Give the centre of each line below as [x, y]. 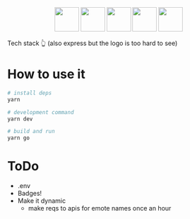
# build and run [31, 132]
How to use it [47, 74]
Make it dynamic [41, 201]
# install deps [30, 93]
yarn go [19, 138]
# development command [41, 112]
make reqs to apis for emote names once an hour [100, 208]
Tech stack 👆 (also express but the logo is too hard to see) [93, 43]
